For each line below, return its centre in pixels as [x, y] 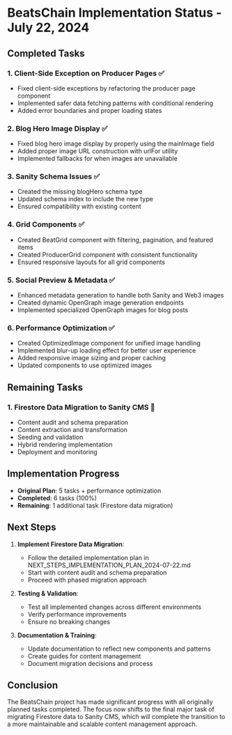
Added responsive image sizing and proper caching [91, 358]
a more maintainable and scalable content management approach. [102, 724]
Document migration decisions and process [90, 663]
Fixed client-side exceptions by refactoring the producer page [106, 88]
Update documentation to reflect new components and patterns [119, 649]
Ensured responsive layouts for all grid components [91, 262]
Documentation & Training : [57, 635]
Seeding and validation [50, 438]
